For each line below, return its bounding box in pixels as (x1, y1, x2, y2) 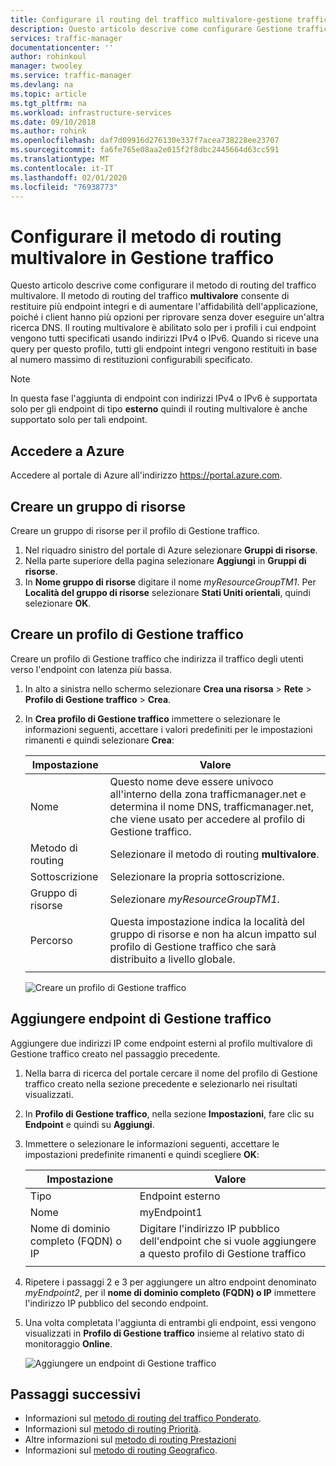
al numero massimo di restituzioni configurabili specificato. (10, 354, 253, 366)
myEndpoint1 (139, 1205, 203, 1219)
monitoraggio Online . (24, 1337, 113, 1350)
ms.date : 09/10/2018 (10, 117, 97, 127)
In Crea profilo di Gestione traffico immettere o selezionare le (24, 712, 281, 725)
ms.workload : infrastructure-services (10, 107, 172, 118)
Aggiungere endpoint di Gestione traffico (10, 1011, 272, 1028)
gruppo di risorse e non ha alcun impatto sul (109, 927, 317, 941)
